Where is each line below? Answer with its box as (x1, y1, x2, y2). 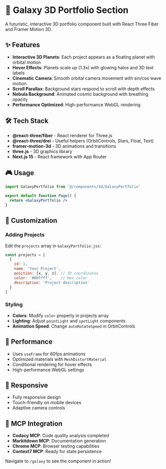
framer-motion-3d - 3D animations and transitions (12, 143, 116, 149)
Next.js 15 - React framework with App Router (12, 154, 107, 159)
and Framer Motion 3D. (5, 26, 53, 32)
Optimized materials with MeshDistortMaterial (12, 356, 107, 362)
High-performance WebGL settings (12, 366, 84, 373)
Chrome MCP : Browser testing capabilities (12, 443, 100, 449)
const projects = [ (5, 252, 46, 257)
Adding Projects (5, 231, 45, 238)
